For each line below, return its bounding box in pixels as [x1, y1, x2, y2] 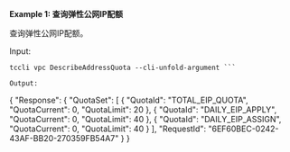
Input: [9, 46, 32, 57]
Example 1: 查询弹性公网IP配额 [9, 9, 124, 19]
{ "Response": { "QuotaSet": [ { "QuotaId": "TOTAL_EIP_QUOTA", [9, 94, 248, 105]
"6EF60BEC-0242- [207, 123, 279, 134]
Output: [9, 79, 39, 88]
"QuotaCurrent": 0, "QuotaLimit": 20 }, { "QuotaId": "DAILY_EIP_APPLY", [9, 104, 277, 115]
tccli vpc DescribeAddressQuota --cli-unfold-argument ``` [9, 63, 237, 72]
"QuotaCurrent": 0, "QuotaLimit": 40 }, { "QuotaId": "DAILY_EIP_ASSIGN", [9, 114, 282, 124]
